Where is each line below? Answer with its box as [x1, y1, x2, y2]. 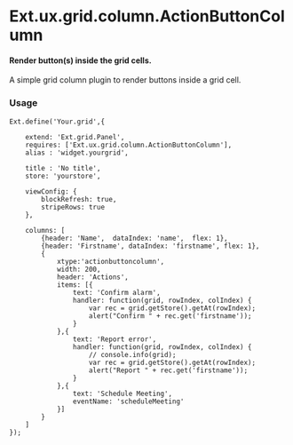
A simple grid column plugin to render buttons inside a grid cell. [9, 75, 242, 85]
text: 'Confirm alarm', [72, 288, 162, 297]
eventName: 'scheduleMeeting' [72, 397, 185, 406]
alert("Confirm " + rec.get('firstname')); [88, 311, 252, 321]
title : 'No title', [25, 163, 101, 172]
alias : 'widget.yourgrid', [25, 148, 129, 157]
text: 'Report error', [72, 335, 157, 344]
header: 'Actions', [56, 273, 129, 282]
